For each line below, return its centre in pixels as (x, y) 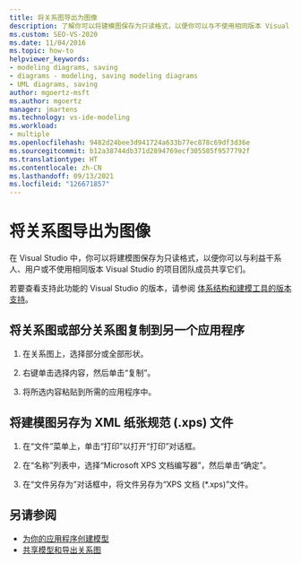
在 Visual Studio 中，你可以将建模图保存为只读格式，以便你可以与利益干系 (146, 258)
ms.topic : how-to (42, 51)
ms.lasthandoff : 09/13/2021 (62, 176)
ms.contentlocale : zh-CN (56, 168)
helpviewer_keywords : (50, 59)
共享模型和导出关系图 (61, 550)
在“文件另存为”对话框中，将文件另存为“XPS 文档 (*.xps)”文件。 (138, 484)
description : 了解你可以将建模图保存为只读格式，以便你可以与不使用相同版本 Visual (149, 26)
